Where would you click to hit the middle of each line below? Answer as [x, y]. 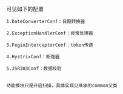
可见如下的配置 [25, 9]
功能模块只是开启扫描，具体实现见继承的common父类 [62, 86]
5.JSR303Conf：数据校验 [34, 69]
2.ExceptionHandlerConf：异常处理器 [50, 33]
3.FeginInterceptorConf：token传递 [50, 45]
